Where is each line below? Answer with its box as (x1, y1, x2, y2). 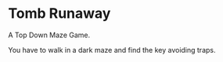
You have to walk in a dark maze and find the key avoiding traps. (8, 45, 216, 54)
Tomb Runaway (8, 5, 111, 22)
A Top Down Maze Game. (8, 30, 91, 40)
